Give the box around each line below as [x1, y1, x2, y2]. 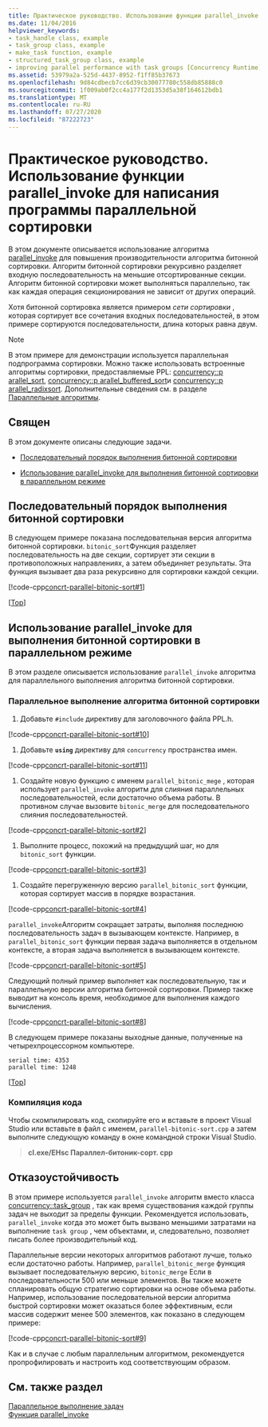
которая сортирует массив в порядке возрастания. [19, 888, 195, 898]
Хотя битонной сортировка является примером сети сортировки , [8, 302, 235, 311]
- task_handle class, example [8, 34, 109, 42]
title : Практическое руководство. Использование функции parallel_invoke [8, 11, 259, 20]
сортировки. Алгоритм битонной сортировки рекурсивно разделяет [8, 261, 242, 271]
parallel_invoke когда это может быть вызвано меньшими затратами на [8, 1217, 257, 1227]
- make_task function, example [8, 49, 112, 57]
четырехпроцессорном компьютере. [8, 1041, 135, 1050]
